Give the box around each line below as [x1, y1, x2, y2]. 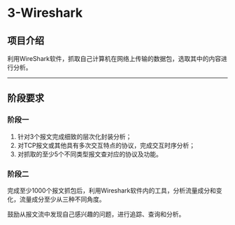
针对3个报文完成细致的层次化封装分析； [17, 132, 132, 141]
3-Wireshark [7, 5, 83, 21]
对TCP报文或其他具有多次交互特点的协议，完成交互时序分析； [17, 141, 196, 149]
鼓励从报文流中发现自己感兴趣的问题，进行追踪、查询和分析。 [7, 210, 185, 218]
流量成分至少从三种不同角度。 [19, 195, 106, 203]
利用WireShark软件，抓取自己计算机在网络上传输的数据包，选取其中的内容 [7, 55, 222, 62]
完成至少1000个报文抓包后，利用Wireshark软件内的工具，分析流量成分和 [7, 186, 217, 194]
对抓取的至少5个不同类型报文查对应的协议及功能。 [17, 149, 163, 158]
